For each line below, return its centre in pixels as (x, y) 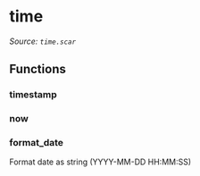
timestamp (33, 95)
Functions (38, 69)
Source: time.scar (43, 41)
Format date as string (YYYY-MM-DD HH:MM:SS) (100, 162)
